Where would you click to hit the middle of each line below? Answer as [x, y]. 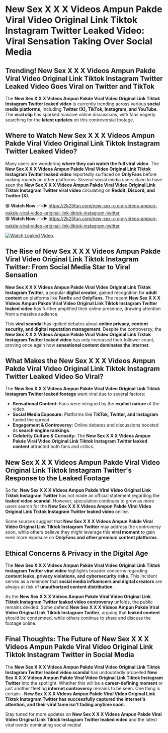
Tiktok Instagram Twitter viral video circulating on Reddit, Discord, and [80, 190]
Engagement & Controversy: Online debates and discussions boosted [86, 425]
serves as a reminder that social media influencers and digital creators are [84, 581]
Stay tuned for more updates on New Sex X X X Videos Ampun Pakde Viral [83, 714]
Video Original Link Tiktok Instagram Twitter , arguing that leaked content [82, 613]
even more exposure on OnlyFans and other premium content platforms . [82, 538]
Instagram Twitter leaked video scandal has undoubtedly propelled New [81, 672]
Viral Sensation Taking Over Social [79, 42]
